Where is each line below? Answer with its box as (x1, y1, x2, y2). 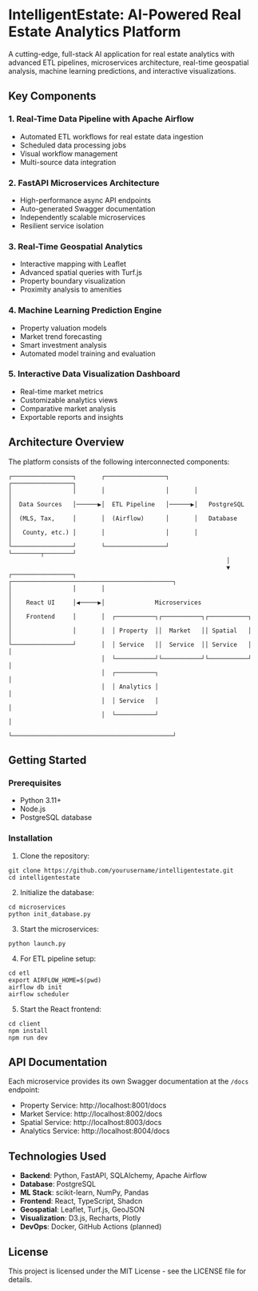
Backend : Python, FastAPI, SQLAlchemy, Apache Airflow (19, 1171, 208, 1180)
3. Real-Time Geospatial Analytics (8, 240, 143, 252)
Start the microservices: (19, 924, 100, 934)
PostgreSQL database (19, 813, 93, 822)
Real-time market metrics (19, 386, 104, 396)
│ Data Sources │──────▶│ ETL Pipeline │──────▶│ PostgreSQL (8, 500, 245, 508)
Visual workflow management (19, 148, 118, 158)
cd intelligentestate (8, 873, 81, 882)
